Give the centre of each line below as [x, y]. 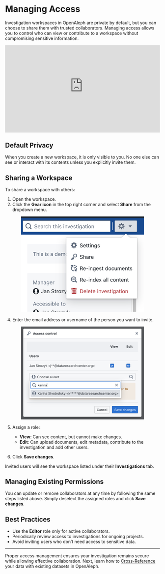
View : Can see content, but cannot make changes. [71, 437]
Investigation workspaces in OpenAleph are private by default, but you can [81, 23]
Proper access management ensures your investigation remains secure [77, 556]
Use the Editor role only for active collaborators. [61, 531]
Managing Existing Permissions [55, 482]
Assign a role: [26, 427]
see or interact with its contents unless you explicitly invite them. [70, 162]
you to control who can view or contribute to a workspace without [72, 33]
